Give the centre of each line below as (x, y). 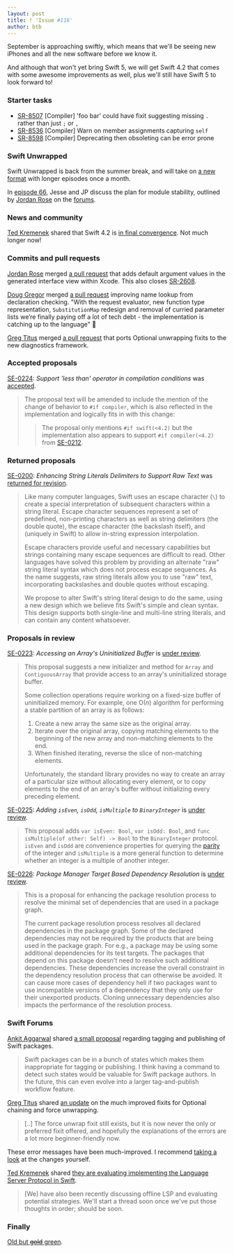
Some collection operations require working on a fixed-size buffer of (123, 695)
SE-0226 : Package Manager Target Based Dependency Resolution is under (116, 874)
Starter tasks (30, 101)
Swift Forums (30, 1023)
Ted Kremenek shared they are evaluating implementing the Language (108, 1173)
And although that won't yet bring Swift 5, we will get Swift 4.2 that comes (114, 68)
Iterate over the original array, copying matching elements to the (127, 731)
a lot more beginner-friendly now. (72, 1138)
